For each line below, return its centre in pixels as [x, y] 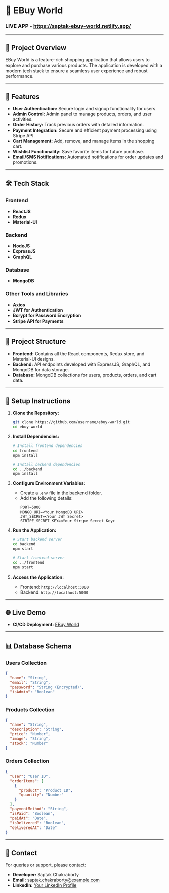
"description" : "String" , [37, 729]
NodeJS [21, 246]
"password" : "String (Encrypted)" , [47, 687]
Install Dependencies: [36, 437]
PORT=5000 [30, 508]
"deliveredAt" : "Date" [33, 828]
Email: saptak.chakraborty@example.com [56, 880]
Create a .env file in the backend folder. [61, 493]
